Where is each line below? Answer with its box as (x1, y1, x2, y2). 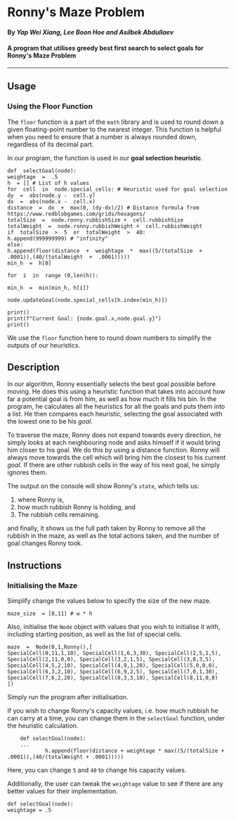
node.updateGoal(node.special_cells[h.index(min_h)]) (7, 296, 169, 303)
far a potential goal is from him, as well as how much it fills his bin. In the (7, 395, 217, 403)
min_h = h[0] (7, 260, 52, 267)
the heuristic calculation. (7, 722, 79, 730)
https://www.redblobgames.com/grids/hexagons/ (7, 210, 146, 217)
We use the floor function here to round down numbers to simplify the (7, 333, 212, 342)
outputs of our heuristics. (7, 341, 81, 349)
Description (7, 362, 60, 374)
